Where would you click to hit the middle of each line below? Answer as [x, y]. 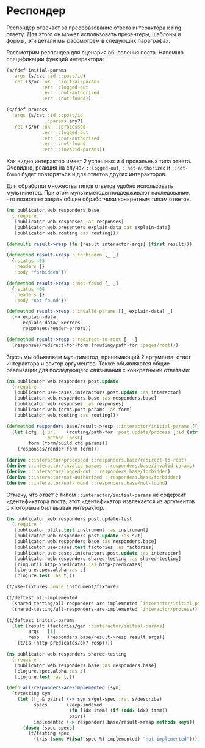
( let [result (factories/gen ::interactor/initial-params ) [88, 626]
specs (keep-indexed [68, 705]
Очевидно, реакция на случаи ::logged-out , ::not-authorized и [88, 168]
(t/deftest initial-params [41, 620]
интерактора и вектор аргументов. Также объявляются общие [88, 363]
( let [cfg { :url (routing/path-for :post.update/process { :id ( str [105, 432]
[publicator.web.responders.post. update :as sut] [79, 536]
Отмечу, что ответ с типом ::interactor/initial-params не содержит [96, 495]
